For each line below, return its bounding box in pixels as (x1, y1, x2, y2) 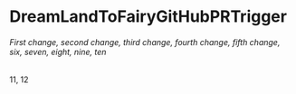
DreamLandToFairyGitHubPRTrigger (9, 6, 288, 27)
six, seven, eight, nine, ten (9, 46, 107, 57)
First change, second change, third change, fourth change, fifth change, (9, 36, 281, 47)
